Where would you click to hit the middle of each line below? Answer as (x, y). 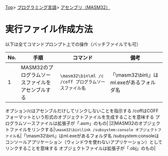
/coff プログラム (78, 82)
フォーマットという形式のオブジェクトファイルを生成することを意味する (79, 117)
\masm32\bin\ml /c (82, 76)
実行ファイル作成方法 (49, 29)
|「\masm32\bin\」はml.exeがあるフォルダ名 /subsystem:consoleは (89, 135)
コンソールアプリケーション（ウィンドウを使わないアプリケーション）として (84, 142)
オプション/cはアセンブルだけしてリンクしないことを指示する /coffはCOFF (82, 110)
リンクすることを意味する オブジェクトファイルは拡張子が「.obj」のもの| (80, 148)
